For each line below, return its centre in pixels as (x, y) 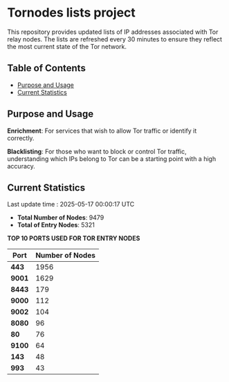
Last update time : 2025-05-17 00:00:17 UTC (71, 204)
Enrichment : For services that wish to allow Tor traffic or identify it (102, 131)
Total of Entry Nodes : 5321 (56, 225)
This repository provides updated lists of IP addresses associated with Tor (113, 32)
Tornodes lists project (72, 13)
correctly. (21, 138)
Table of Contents (47, 68)
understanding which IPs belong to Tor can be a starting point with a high (112, 159)
